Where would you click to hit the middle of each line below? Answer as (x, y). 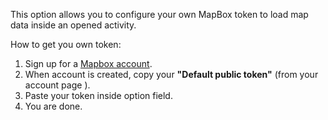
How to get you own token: (66, 44)
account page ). (57, 85)
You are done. (53, 106)
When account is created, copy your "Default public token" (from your (171, 74)
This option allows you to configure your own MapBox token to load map (159, 14)
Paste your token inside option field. (98, 95)
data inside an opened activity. (73, 25)
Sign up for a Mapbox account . (88, 63)
